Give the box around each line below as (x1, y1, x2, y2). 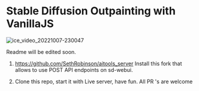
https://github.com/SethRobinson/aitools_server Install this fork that (14, 60, 182, 67)
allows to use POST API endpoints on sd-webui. (14, 66, 133, 73)
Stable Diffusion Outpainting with (6, 4, 176, 18)
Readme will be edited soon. (6, 48, 76, 55)
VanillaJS (6, 17, 54, 31)
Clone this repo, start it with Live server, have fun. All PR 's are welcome (14, 78, 193, 85)
